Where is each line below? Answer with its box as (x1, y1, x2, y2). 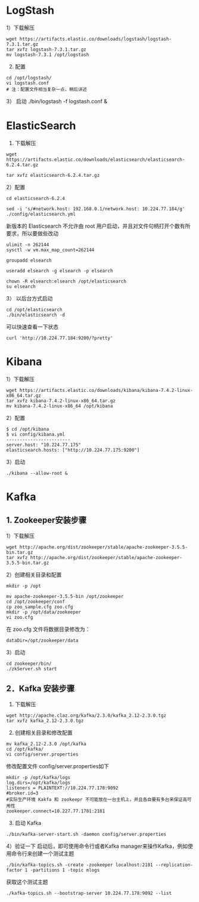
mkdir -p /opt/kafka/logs (6, 774, 70, 780)
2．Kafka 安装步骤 (6, 683, 75, 694)
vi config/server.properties (6, 751, 79, 757)
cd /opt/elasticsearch (6, 306, 63, 312)
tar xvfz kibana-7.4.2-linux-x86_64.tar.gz (6, 398, 116, 404)
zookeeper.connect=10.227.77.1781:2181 (6, 808, 105, 814)
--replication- (155, 861, 194, 868)
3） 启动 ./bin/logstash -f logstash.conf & (6, 97, 108, 105)
